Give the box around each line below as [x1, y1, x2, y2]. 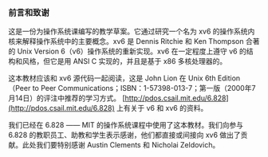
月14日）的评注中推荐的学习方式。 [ [8, 93, 125, 103]
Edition [217, 73, 241, 83]
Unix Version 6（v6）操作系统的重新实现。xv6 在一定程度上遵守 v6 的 [17, 46, 247, 57]
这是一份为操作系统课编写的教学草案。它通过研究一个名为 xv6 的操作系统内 [8, 26, 255, 37]
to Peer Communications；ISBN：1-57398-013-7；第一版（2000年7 [32, 84, 256, 93]
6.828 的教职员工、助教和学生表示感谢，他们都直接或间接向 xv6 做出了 [8, 130, 241, 140]
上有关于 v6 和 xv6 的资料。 [116, 104, 208, 113]
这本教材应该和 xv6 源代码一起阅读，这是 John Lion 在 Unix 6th [8, 73, 216, 83]
